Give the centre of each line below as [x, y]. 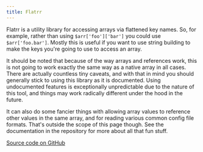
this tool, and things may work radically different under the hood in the [94, 93]
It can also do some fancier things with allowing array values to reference [98, 111]
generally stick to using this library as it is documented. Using [84, 80]
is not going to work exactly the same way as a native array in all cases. [96, 67]
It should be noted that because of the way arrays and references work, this [101, 60]
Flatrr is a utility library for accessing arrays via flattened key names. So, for [101, 29]
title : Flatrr [24, 12]
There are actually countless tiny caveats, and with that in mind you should [100, 73]
